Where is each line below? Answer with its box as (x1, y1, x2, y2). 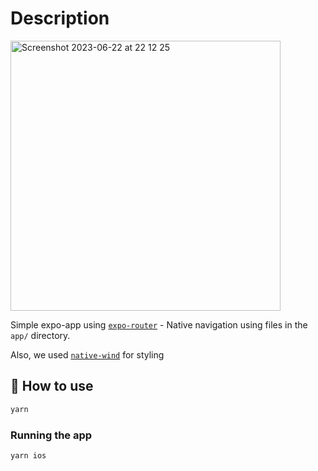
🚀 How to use (10, 378, 94, 395)
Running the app (10, 428, 93, 442)
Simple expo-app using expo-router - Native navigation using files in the (10, 318, 308, 331)
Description (10, 7, 110, 30)
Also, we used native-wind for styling (10, 348, 165, 361)
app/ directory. (10, 329, 71, 341)
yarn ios (10, 450, 47, 461)
